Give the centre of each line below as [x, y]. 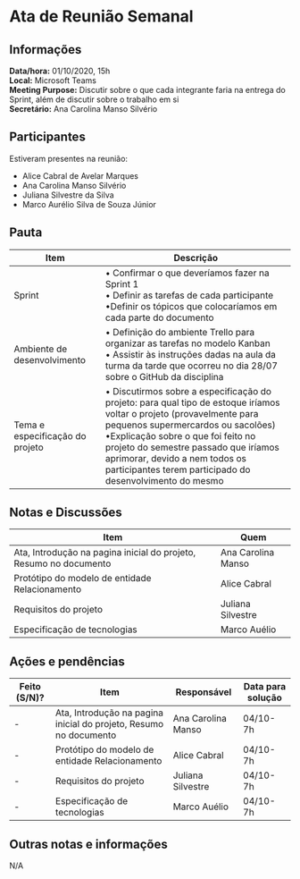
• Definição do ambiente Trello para [180, 332]
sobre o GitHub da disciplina [164, 376]
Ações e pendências [67, 661]
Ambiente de [41, 349]
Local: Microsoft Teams [53, 80]
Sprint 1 [122, 283]
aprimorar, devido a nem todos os [176, 458]
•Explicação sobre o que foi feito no [180, 435]
